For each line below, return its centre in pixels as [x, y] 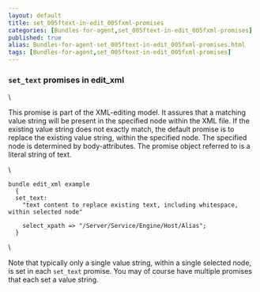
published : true [35, 38]
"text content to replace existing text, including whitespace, [130, 205]
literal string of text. [40, 154]
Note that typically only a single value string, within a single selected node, [130, 263]
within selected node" [45, 212]
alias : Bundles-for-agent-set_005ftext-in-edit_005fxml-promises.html [127, 45]
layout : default [35, 15]
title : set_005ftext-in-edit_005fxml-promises [86, 23]
